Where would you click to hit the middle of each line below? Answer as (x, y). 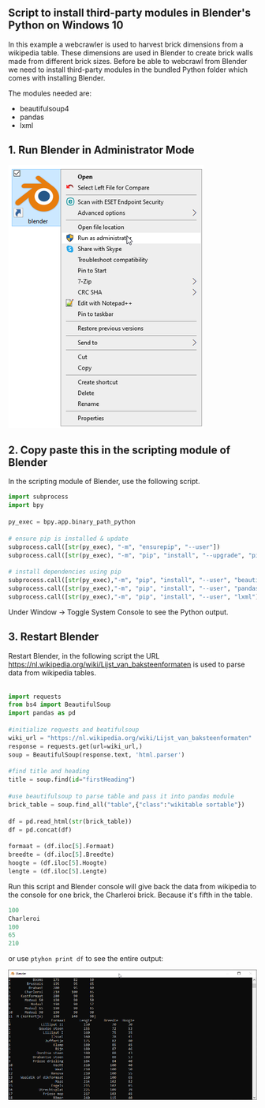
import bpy (26, 505)
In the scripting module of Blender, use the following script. (104, 482)
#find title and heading (49, 772)
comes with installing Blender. (57, 77)
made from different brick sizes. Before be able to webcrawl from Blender (128, 61)
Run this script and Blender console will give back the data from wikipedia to (132, 886)
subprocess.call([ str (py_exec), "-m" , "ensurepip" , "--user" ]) (114, 547)
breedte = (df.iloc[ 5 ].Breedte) (61, 855)
